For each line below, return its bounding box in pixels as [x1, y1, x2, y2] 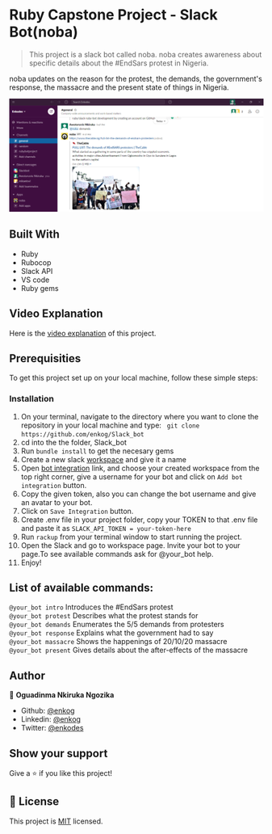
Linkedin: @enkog [20, 714, 82, 724]
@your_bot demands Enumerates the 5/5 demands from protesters [9, 620, 224, 630]
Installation [9, 394, 55, 405]
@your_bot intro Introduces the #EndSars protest [9, 602, 174, 612]
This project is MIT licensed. [9, 816, 103, 826]
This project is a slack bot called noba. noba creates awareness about [28, 49, 262, 59]
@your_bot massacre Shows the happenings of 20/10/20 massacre [9, 637, 228, 647]
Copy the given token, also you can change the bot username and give [20, 489, 257, 499]
